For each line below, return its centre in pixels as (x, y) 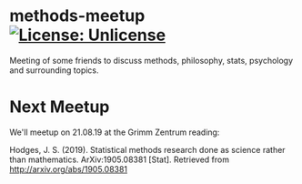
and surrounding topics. (54, 70)
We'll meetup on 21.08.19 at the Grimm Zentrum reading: (115, 132)
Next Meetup (60, 107)
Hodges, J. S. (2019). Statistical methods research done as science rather (147, 149)
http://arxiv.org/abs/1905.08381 (69, 169)
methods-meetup (77, 16)
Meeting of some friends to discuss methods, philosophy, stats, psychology (151, 60)
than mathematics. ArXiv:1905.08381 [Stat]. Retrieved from (120, 159)
